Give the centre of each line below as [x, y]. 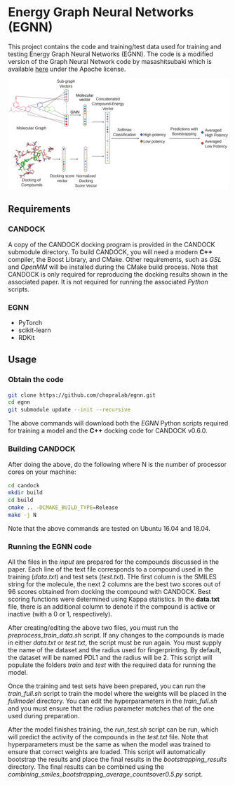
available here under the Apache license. [67, 69]
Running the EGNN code [50, 546]
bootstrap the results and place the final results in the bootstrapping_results [117, 760]
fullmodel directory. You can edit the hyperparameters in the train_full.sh [113, 701]
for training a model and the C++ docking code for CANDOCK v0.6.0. [108, 431]
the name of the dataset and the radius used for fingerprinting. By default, [115, 650]
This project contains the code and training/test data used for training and [115, 46]
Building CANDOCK [42, 449]
